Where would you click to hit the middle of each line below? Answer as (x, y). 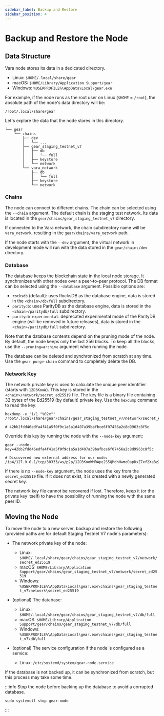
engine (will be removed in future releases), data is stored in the (76, 322)
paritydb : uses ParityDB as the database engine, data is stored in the (82, 306)
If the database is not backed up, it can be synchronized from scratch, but (80, 672)
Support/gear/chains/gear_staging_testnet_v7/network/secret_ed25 (88, 572)
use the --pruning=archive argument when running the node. (67, 347)
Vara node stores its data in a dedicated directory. (55, 68)
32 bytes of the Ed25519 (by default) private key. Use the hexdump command (81, 400)
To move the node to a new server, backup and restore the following (74, 529)
